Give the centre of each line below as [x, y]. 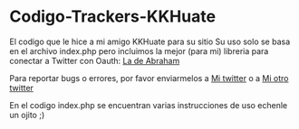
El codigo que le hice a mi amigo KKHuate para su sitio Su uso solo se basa [150, 41]
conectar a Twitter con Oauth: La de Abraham [95, 60]
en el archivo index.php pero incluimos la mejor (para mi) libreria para [139, 51]
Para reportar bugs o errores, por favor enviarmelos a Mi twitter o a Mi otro [149, 78]
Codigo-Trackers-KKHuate [112, 17]
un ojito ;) [27, 115]
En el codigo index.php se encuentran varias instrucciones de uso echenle [149, 105]
